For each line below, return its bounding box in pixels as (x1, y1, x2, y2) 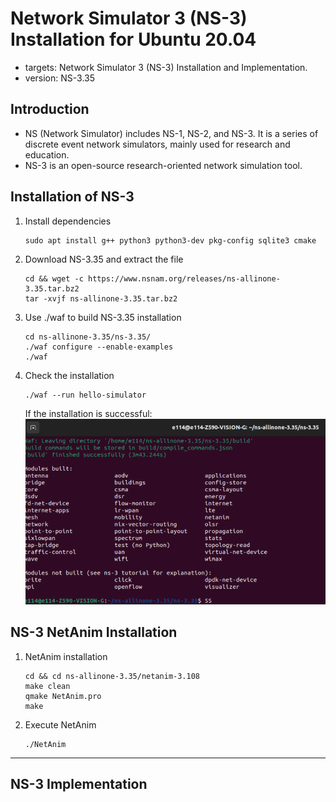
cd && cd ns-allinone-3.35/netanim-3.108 (24, 671, 200, 681)
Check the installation (24, 369, 115, 381)
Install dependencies (24, 215, 112, 227)
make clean (24, 681, 71, 691)
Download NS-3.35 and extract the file (24, 253, 184, 265)
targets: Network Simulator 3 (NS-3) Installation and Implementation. (24, 61, 308, 73)
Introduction (10, 101, 90, 118)
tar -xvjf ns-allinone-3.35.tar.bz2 (24, 293, 178, 304)
